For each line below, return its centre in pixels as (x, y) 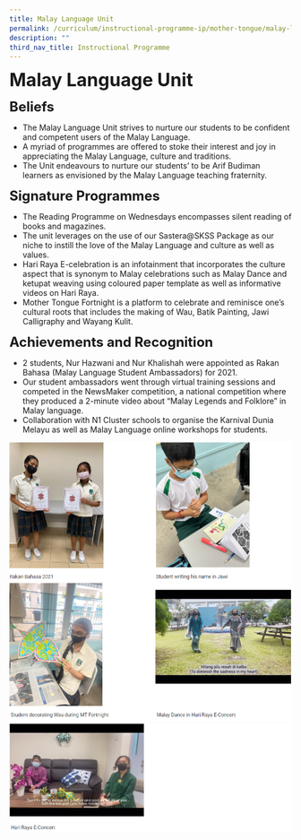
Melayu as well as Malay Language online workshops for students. (145, 429)
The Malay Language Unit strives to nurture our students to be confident (156, 128)
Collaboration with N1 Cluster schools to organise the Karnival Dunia (148, 420)
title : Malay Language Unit (62, 19)
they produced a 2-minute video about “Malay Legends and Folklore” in (154, 401)
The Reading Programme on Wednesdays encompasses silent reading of (157, 217)
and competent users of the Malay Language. (106, 137)
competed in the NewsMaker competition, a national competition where (154, 392)
